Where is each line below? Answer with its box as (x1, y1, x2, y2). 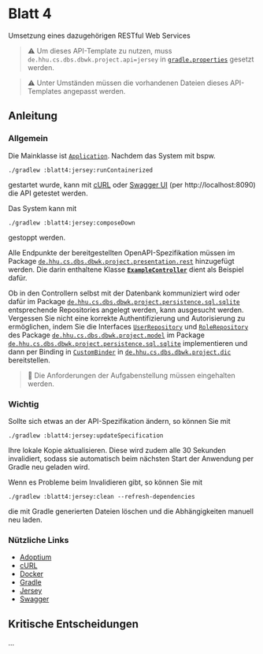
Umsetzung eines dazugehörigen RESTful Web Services (8, 31, 191, 40)
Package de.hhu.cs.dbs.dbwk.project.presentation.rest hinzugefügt (8, 256, 235, 266)
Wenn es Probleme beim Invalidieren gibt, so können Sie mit (8, 477, 203, 487)
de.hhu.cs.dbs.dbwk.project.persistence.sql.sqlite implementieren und (8, 338, 248, 347)
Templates (27, 86, 61, 95)
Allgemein (8, 133, 49, 144)
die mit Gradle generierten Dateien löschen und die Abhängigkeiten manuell (8, 506, 254, 516)
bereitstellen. (8, 355, 51, 365)
